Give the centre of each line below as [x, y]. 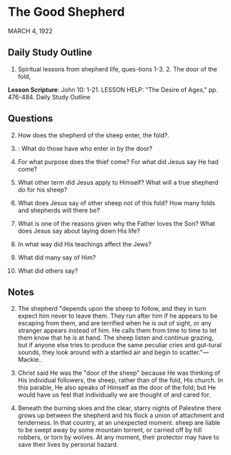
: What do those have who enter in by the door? [85, 148]
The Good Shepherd [66, 12]
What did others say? [48, 270]
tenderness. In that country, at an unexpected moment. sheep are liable [119, 423]
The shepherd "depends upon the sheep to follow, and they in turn [112, 309]
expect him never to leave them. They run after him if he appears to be [118, 316]
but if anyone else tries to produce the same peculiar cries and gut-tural [120, 345]
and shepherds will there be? [59, 210]
